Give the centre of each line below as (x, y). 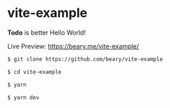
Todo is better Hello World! (47, 32)
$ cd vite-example (34, 72)
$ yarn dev (23, 97)
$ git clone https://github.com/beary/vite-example (85, 59)
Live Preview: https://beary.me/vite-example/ (73, 46)
